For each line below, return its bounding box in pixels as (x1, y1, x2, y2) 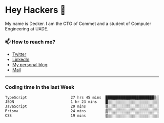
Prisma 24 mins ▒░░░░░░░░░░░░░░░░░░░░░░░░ (5, 109, 161, 114)
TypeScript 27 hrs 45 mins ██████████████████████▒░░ (5, 95, 161, 100)
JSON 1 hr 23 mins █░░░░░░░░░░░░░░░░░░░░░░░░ (5, 99, 161, 104)
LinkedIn (12, 56, 30, 63)
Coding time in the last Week (5, 84, 75, 91)
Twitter (12, 51, 27, 57)
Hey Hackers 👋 (5, 4, 66, 16)
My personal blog (12, 62, 48, 68)
